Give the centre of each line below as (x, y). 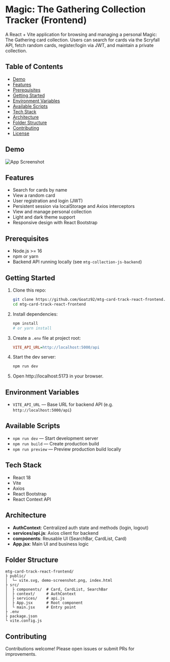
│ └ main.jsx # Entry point (41, 607)
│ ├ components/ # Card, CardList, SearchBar (57, 589)
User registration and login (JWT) (48, 201)
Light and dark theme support (44, 217)
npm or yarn (25, 256)
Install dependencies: (35, 314)
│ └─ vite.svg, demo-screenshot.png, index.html (59, 581)
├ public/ (16, 576)
